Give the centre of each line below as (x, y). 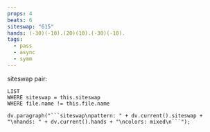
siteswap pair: (27, 79)
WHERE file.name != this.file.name (59, 104)
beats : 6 (20, 20)
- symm (23, 59)
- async (25, 53)
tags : (15, 40)
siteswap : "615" (30, 26)
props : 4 (20, 14)
